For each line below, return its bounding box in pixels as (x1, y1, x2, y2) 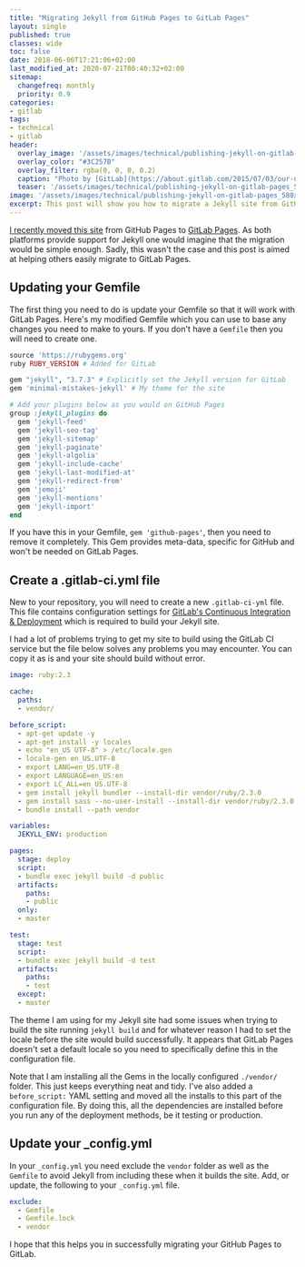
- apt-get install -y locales (17, 737, 132, 746)
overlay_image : (17, 148, 75, 157)
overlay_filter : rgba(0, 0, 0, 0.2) (17, 166, 156, 175)
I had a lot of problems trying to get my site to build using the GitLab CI (9, 633, 274, 644)
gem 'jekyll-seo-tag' (17, 425, 100, 435)
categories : (9, 97, 54, 107)
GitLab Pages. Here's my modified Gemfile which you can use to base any (9, 313, 287, 324)
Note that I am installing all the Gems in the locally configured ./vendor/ (9, 1070, 278, 1081)
